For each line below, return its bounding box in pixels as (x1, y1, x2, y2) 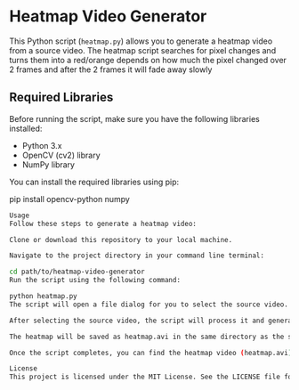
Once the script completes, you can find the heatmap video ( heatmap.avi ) (9, 348, 293, 357)
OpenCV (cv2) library (21, 150, 101, 160)
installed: (9, 123, 43, 134)
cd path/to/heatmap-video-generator (9, 267, 145, 277)
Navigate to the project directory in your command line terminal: (9, 251, 265, 260)
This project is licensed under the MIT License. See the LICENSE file (9, 372, 280, 382)
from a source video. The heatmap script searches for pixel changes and (9, 45, 277, 55)
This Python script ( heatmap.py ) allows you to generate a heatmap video (9, 36, 273, 46)
